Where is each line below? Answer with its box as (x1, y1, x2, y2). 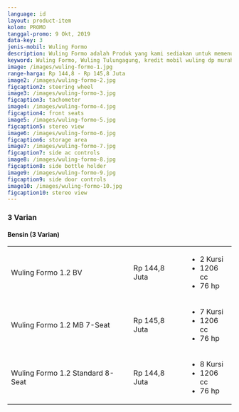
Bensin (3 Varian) (7, 230, 60, 238)
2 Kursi (199, 254, 224, 264)
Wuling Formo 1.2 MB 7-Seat (11, 320, 110, 330)
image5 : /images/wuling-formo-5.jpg (7, 116, 116, 123)
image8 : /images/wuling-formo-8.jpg (7, 156, 116, 164)
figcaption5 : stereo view (7, 122, 84, 130)
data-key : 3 (7, 37, 43, 44)
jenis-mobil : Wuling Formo (7, 43, 87, 51)
